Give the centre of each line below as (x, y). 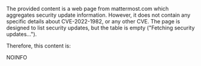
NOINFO (17, 57)
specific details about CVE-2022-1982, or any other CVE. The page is (93, 21)
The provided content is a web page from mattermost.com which (87, 9)
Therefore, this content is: (39, 46)
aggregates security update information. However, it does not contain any (98, 15)
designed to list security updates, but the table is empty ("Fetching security (101, 28)
